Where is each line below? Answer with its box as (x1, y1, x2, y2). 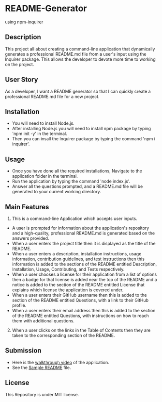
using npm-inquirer (5, 19, 44, 25)
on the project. (5, 61, 34, 67)
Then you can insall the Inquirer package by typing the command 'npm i (12, 136, 156, 142)
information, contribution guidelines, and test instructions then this (12, 256, 145, 262)
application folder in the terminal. (12, 173, 78, 179)
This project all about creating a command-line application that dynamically (5, 46, 155, 51)
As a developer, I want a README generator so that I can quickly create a (5, 88, 151, 94)
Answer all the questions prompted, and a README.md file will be (12, 184, 143, 189)
